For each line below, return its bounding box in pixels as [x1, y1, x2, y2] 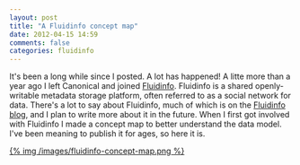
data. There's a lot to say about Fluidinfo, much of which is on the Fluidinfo [9, 100, 286, 110]
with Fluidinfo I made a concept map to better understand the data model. [9, 118, 282, 130]
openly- [254, 81, 285, 91]
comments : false [9, 38, 70, 48]
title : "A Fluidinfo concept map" [9, 22, 139, 30]
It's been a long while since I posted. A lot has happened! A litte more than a [9, 71, 291, 82]
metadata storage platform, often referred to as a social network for [40, 91, 292, 101]
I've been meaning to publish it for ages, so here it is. [9, 128, 206, 139]
